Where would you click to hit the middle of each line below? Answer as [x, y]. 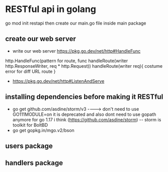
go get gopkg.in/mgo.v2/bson [43, 130]
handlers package [34, 163]
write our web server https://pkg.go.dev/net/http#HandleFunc [76, 51]
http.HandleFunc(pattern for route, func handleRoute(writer [67, 61]
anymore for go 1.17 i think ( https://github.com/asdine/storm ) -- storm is [87, 119]
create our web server [41, 39]
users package [29, 146]
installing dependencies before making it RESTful [84, 97]
